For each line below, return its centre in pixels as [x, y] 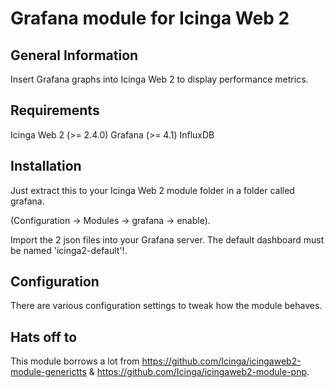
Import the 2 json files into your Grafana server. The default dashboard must [167, 239]
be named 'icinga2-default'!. [69, 250]
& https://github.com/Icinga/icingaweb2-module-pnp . [199, 372]
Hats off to [44, 337]
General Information [74, 55]
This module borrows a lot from [75, 361]
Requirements [55, 110]
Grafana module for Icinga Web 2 [150, 18]
